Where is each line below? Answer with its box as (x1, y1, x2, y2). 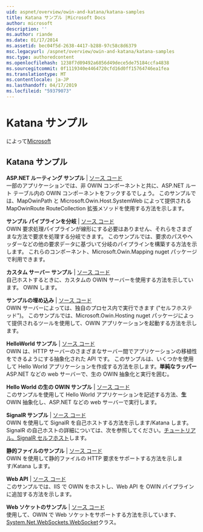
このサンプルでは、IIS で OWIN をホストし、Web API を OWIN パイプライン (6, 483, 195, 490)
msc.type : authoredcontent (6, 54, 75, 60)
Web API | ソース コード (6, 475, 67, 482)
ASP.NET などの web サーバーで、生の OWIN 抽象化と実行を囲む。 (6, 370, 173, 378)
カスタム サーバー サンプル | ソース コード (6, 268, 110, 275)
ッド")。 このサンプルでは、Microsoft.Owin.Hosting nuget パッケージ (6, 311, 179, 319)
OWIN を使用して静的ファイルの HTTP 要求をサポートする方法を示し (6, 454, 178, 462)
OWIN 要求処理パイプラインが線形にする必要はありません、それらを (6, 225, 177, 232)
